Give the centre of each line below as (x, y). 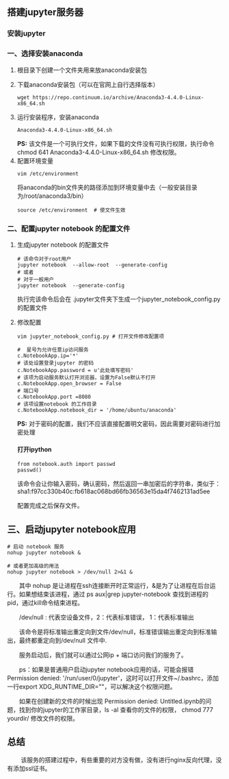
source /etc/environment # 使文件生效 (71, 210)
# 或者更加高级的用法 (33, 566)
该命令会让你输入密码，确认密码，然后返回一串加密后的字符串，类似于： (119, 484)
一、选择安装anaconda (45, 53)
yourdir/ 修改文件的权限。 (43, 718)
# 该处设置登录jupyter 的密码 (55, 363)
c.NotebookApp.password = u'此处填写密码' (75, 370)
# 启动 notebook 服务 (36, 547)
